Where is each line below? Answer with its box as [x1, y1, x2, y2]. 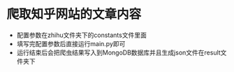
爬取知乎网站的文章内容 [6, 6, 142, 22]
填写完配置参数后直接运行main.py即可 [16, 39, 126, 48]
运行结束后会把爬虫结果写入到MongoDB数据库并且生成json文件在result [16, 48, 221, 57]
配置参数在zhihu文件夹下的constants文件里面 [16, 31, 147, 39]
